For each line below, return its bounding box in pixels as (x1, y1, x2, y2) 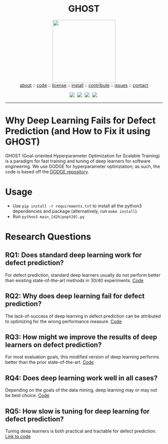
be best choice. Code (5, 392, 49, 398)
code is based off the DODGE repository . (5, 168, 89, 174)
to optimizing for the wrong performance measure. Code (5, 318, 122, 324)
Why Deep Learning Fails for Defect (5, 115, 156, 126)
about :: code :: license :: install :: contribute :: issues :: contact (19, 82, 148, 88)
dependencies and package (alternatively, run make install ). (12, 208, 138, 214)
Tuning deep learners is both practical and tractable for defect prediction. (5, 428, 156, 434)
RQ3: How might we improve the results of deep (5, 333, 157, 341)
